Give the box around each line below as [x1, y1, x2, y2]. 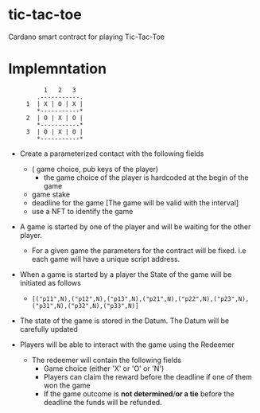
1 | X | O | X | [25, 99, 83, 108]
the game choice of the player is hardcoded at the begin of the [43, 173, 249, 182]
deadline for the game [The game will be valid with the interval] [31, 197, 239, 208]
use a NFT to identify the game [31, 206, 134, 216]
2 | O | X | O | [25, 114, 83, 122]
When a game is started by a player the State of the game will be [19, 269, 232, 279]
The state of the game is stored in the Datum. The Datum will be [19, 316, 229, 325]
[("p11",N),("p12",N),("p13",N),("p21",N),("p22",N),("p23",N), [31, 294, 250, 303]
